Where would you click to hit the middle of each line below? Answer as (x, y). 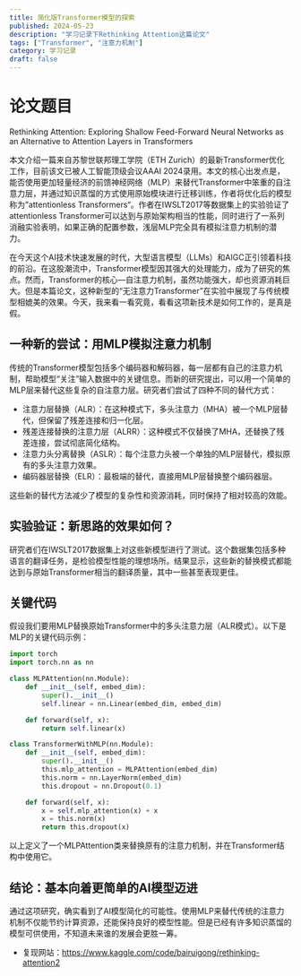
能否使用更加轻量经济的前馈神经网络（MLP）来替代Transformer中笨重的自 (146, 182)
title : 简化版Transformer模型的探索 (72, 17)
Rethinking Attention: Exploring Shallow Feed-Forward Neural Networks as (146, 132)
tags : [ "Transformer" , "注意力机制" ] (76, 43)
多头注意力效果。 (69, 465)
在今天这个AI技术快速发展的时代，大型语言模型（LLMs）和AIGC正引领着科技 (150, 257)
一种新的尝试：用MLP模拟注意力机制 (111, 345)
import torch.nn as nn (52, 663)
